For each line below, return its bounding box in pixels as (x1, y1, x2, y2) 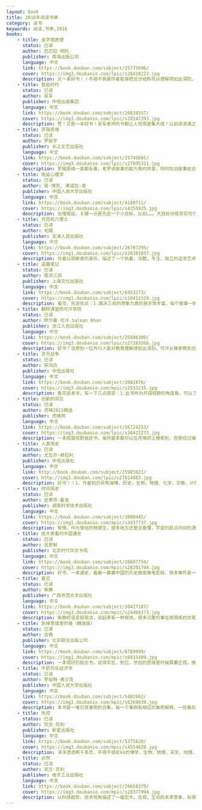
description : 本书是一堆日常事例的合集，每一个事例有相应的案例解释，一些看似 (22, 704, 197, 711)
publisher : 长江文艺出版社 (22, 143, 84, 150)
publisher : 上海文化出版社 (22, 278, 84, 284)
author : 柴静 (22, 587, 54, 593)
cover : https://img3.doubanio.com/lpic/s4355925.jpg (22, 205, 158, 211)
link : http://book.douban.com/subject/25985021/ (22, 469, 147, 475)
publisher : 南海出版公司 (22, 54, 79, 60)
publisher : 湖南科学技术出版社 (22, 502, 93, 509)
